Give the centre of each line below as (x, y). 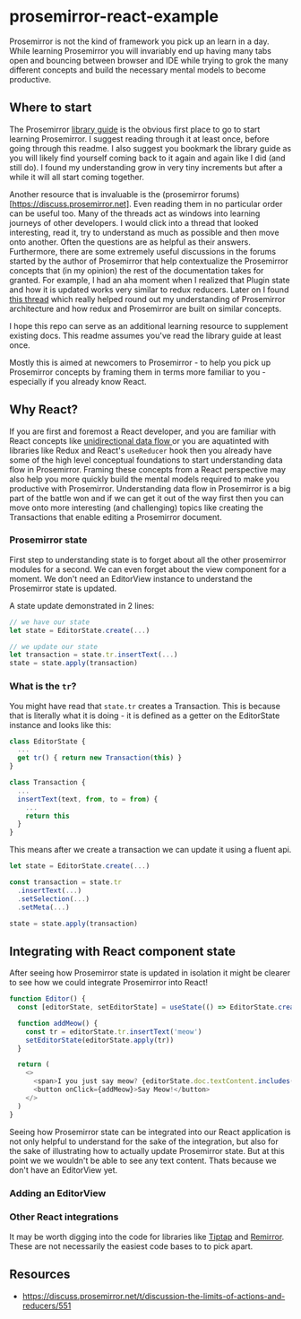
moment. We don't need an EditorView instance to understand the (131, 578)
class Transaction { (48, 783)
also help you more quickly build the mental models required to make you (145, 479)
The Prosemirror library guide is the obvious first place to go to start (135, 129)
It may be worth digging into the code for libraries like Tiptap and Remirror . (147, 1237)
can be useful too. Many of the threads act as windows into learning (135, 213)
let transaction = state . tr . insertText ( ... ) (94, 655)
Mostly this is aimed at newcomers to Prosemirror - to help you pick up (140, 362)
